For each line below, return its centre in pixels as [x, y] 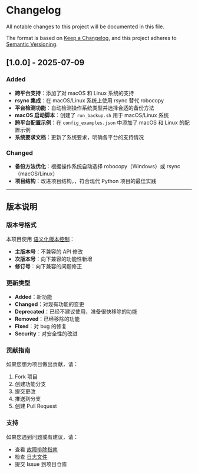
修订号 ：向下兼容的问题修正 [48, 266]
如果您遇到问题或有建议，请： [42, 437]
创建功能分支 [30, 384]
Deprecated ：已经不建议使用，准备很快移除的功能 [76, 311]
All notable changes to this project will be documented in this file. [85, 26]
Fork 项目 [26, 377]
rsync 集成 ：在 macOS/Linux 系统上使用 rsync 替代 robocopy [89, 100]
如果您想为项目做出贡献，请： [42, 364]
